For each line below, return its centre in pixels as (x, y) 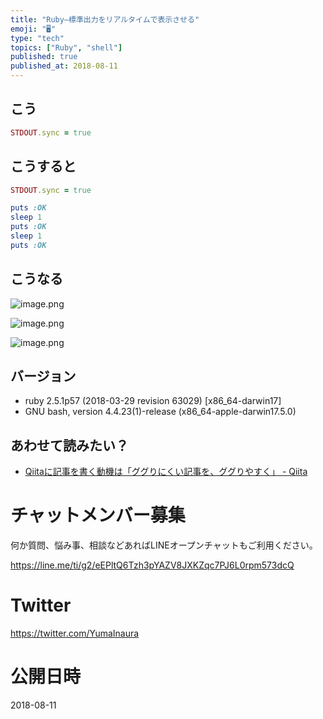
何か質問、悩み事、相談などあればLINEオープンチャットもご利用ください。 (164, 545)
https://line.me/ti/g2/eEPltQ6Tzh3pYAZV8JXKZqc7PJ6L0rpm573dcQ (152, 565)
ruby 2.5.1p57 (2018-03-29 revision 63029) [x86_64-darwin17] (153, 401)
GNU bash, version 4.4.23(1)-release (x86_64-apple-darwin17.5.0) (160, 412)
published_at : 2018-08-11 (64, 66)
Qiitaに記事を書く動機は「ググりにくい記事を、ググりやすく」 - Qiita (166, 472)
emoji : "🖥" (33, 29)
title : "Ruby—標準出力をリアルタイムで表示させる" (105, 19)
